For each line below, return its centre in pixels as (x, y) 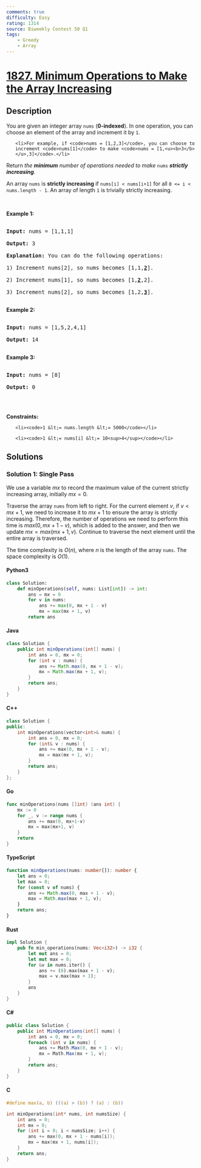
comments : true (26, 12)
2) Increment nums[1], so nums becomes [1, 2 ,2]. (80, 280)
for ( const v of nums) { (49, 887)
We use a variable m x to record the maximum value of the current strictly (98, 488)
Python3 (17, 570)
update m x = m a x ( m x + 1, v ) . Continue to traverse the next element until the (101, 531)
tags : (13, 35)
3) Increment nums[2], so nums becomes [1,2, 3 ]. (80, 292)
